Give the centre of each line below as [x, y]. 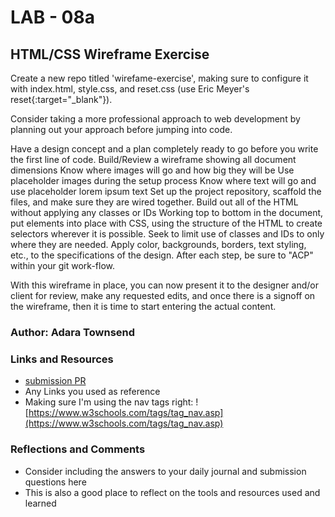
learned [40, 503]
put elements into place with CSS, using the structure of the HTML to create [166, 223]
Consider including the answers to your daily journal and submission [165, 471]
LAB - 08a [52, 17]
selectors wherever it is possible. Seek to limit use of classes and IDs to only [167, 234]
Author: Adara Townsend [73, 332]
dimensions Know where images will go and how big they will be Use [152, 170]
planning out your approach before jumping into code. [121, 129]
